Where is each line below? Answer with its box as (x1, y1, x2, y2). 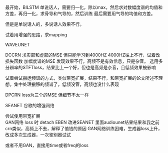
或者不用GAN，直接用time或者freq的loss (5, 143, 89, 148)
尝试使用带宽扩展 (5, 113, 40, 119)
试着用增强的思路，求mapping (5, 32, 67, 37)
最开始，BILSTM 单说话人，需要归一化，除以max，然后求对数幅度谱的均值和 (5, 4, 163, 10)
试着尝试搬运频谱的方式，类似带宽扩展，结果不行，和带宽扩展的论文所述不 (5, 75, 158, 81)
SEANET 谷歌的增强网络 (5, 103, 54, 108)
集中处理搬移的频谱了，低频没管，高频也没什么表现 (13, 81, 119, 87)
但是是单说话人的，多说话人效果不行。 (5, 21, 84, 27)
